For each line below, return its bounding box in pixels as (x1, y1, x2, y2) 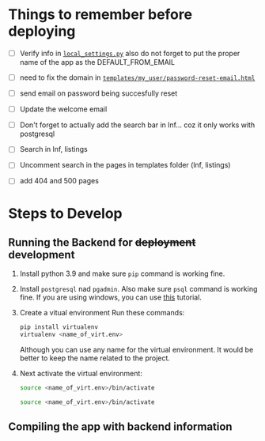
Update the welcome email (19, 104, 108, 114)
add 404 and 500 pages (19, 176, 99, 186)
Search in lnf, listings (19, 145, 89, 154)
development (8, 248, 75, 262)
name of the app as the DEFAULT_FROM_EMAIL (19, 58, 176, 66)
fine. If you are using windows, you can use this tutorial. (19, 292, 202, 302)
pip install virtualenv (19, 323, 99, 331)
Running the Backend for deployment (8, 236, 196, 250)
